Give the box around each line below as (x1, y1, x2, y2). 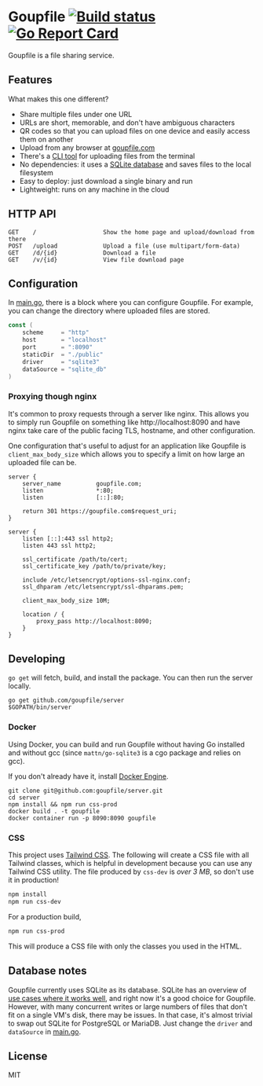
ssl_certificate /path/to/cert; (22, 555, 128, 563)
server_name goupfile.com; (22, 479, 143, 487)
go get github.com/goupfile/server (8, 696, 125, 705)
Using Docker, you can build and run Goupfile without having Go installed (8, 739, 245, 749)
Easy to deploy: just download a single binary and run (19, 176, 193, 185)
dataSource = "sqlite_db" (22, 365, 108, 373)
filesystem (19, 167, 53, 177)
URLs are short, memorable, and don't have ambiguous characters (19, 118, 236, 127)
